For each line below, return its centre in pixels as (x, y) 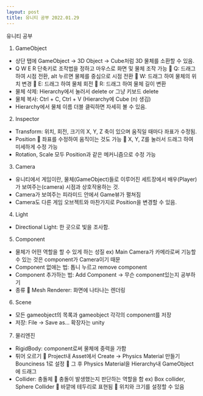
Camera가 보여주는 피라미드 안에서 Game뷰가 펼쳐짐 (78, 194)
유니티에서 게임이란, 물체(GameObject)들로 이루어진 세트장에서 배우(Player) (106, 179)
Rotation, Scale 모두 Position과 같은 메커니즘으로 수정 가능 (86, 154)
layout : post (23, 12)
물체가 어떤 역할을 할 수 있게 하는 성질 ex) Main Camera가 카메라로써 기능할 (105, 252)
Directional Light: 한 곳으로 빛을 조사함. (62, 227)
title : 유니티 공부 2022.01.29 (43, 18)
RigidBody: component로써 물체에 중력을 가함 (71, 348)
